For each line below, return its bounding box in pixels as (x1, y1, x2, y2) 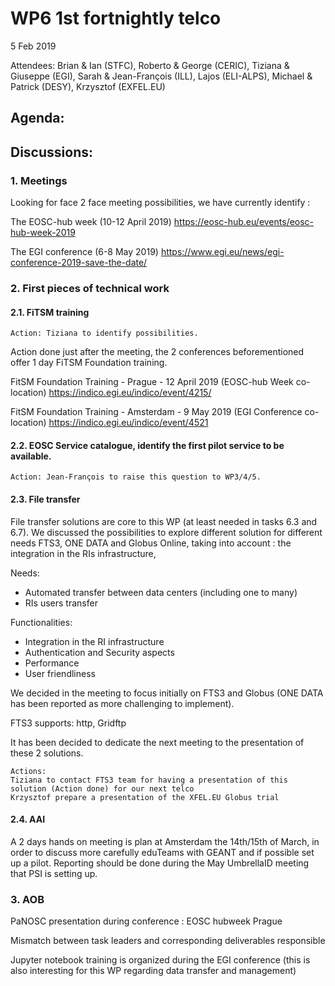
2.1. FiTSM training (10, 306, 90, 318)
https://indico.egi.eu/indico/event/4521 (48, 417, 209, 429)
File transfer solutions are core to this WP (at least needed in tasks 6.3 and (10, 515, 318, 527)
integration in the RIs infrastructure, (10, 547, 157, 559)
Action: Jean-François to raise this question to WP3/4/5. (10, 472, 262, 482)
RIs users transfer (24, 597, 98, 609)
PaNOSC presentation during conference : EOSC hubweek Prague (10, 915, 283, 927)
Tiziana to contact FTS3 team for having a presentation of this (10, 775, 288, 785)
